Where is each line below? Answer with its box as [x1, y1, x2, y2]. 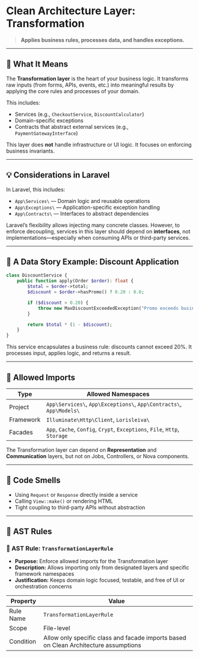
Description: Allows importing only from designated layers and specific [14, 564, 190, 571]
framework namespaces [14, 570, 75, 577]
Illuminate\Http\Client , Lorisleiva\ [46, 415, 150, 424]
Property [11, 597, 37, 605]
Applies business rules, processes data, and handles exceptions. [20, 36, 185, 43]
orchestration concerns [14, 583, 72, 590]
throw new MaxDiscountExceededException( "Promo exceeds [37, 305, 179, 311]
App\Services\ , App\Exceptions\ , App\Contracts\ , [46, 399, 182, 408]
